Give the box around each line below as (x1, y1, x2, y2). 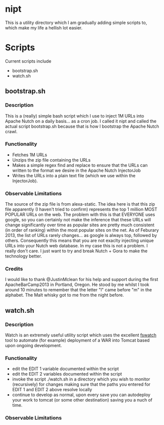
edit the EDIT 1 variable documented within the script (12, 366, 119, 372)
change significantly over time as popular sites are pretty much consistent (5, 222, 155, 228)
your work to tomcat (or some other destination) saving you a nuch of (12, 397, 153, 403)
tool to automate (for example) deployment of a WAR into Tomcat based (5, 337, 150, 343)
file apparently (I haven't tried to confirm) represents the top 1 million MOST (5, 207, 158, 212)
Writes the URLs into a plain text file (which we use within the (12, 172, 136, 178)
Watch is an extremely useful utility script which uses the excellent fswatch (5, 332, 157, 338)
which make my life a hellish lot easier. (5, 24, 83, 30)
